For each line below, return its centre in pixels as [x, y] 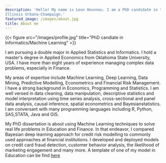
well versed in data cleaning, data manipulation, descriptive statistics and [80, 93]
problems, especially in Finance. [38, 68]
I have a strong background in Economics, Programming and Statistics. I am [82, 88]
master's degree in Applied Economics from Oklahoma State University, [78, 58]
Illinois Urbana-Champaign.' [35, 14]
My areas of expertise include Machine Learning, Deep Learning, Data [77, 78]
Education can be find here [33, 156]
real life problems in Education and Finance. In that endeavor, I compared [80, 129]
